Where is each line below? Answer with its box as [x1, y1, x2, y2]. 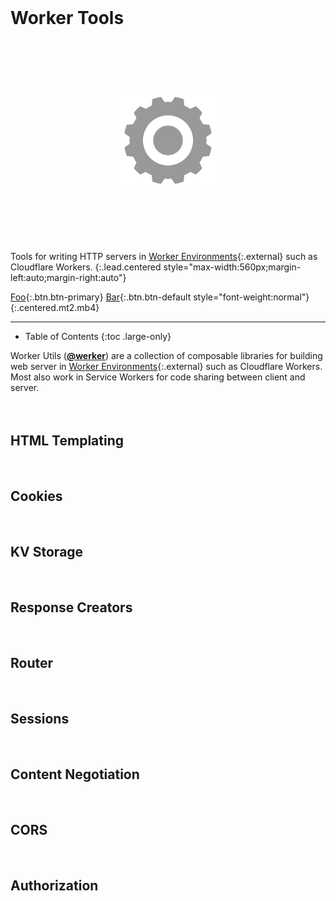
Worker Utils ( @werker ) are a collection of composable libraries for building [10, 349, 323, 361]
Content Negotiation [10, 766, 140, 783]
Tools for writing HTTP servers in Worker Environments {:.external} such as [10, 250, 318, 262]
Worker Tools [10, 7, 125, 29]
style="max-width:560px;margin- [163, 261, 302, 273]
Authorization [10, 877, 99, 894]
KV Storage [10, 543, 84, 560]
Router [10, 654, 54, 671]
